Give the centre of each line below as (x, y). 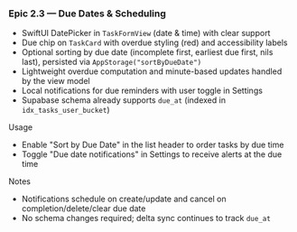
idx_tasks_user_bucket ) (65, 110)
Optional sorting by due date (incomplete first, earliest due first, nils (147, 52)
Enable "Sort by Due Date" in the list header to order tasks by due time (153, 145)
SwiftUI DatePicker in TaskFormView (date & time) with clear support (146, 33)
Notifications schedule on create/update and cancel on (124, 199)
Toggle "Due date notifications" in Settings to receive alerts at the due (152, 154)
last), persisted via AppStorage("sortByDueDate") (111, 62)
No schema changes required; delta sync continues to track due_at (146, 218)
